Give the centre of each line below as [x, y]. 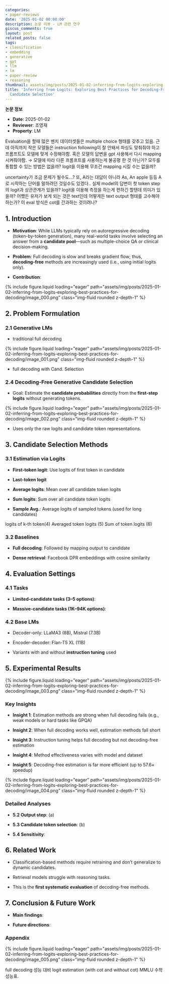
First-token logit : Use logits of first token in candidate [68, 470]
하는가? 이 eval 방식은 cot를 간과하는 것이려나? [51, 203]
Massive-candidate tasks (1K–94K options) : [59, 608]
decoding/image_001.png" [32, 359]
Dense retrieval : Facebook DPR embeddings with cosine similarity [81, 558]
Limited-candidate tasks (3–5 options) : [54, 599]
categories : [18, 10]
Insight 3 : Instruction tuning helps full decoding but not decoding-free [85, 740]
